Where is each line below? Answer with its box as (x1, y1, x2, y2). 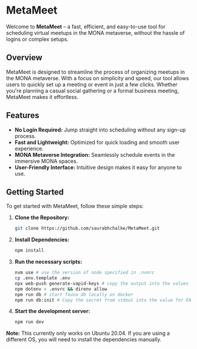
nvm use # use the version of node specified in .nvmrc (14, 269, 155, 276)
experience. (14, 145, 44, 152)
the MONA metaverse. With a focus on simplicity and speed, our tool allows (6, 74, 189, 81)
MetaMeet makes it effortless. (6, 93, 79, 100)
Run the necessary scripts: (14, 258, 82, 265)
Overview (6, 52, 43, 62)
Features (6, 110, 39, 121)
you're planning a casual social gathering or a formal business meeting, (6, 87, 179, 94)
